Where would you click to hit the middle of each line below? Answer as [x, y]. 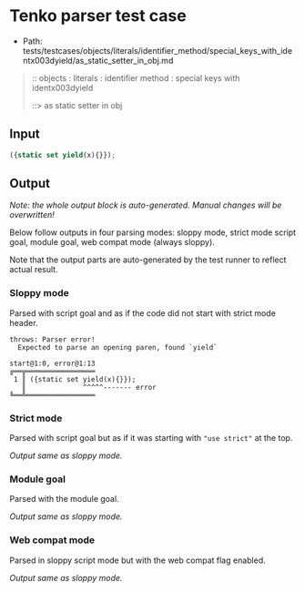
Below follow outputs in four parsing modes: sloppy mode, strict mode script [153, 232]
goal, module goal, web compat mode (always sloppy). [112, 242]
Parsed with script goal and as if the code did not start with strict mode [142, 313]
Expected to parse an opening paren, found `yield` [118, 347]
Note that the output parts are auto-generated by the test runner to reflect [148, 260]
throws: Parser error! [52, 339]
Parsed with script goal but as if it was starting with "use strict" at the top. [151, 438]
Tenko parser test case [98, 16]
